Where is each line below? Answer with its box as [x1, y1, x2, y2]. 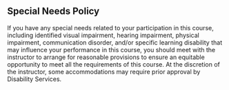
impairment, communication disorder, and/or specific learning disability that [7, 38, 223, 47]
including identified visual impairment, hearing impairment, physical [7, 31, 200, 39]
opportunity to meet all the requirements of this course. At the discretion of [7, 60, 221, 68]
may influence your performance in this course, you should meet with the [7, 45, 216, 54]
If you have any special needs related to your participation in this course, [7, 23, 214, 32]
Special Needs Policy [7, 5, 100, 17]
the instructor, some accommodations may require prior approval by [7, 67, 201, 76]
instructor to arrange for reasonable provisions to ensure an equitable [7, 53, 205, 61]
